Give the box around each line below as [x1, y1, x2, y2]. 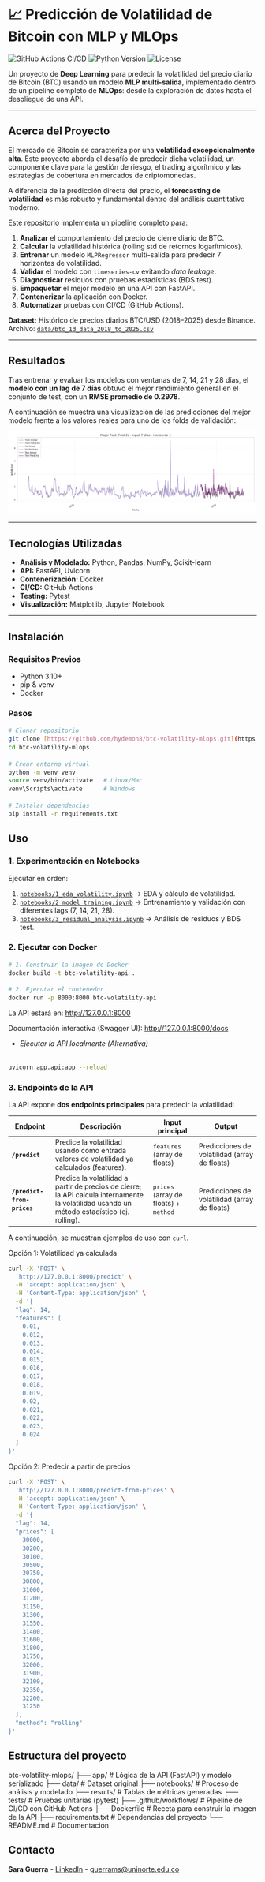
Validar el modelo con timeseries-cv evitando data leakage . [19, 267, 217, 276]
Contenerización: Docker [19, 574, 104, 584]
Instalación [8, 629, 65, 643]
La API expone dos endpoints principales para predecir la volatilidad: [8, 1100, 235, 1110]
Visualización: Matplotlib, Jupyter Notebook [19, 599, 165, 609]
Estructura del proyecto [8, 1749, 128, 1763]
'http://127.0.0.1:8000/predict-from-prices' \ [15, 1486, 175, 1494]
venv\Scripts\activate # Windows [8, 785, 136, 793]
